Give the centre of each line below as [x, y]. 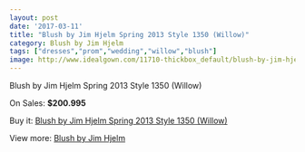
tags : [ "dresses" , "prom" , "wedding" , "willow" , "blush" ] [113, 52]
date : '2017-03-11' [46, 26]
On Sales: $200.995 [48, 103]
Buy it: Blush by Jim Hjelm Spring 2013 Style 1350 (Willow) [119, 120]
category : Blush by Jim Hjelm [67, 43]
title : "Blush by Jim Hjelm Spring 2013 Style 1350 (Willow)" [129, 34]
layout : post [34, 18]
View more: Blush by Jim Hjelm [67, 138]
